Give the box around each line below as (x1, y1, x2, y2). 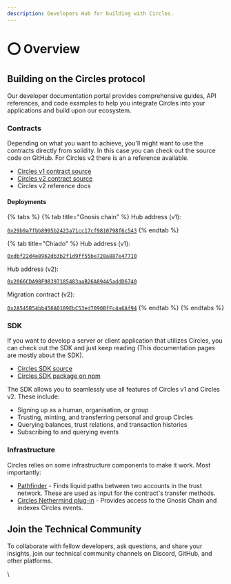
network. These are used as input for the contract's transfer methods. (17, 489, 216, 497)
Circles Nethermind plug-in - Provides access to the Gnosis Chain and (17, 496, 217, 504)
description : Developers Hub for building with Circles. (7, 10, 174, 17)
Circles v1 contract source (17, 167, 92, 175)
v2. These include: (7, 392, 60, 401)
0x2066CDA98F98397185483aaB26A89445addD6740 (7, 279, 137, 285)
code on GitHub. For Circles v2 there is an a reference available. (7, 153, 190, 162)
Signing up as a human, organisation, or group (17, 406, 149, 414)
